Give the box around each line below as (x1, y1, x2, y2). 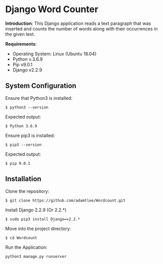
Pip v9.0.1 (12, 61, 33, 67)
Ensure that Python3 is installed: (5, 95, 72, 101)
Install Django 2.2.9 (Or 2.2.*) (5, 207, 67, 213)
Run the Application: (5, 244, 48, 250)
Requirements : (5, 41, 37, 47)
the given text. (5, 31, 35, 37)
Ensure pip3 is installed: (5, 132, 55, 138)
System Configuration (5, 82, 77, 90)
